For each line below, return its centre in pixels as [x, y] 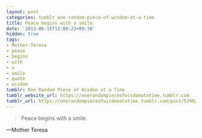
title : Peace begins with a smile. [51, 23]
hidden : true [23, 34]
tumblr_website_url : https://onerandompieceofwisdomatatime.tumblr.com [98, 95]
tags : [13, 40]
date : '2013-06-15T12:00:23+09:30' [51, 28]
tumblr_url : [21, 101]
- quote [16, 79]
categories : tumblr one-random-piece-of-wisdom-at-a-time [80, 17]
